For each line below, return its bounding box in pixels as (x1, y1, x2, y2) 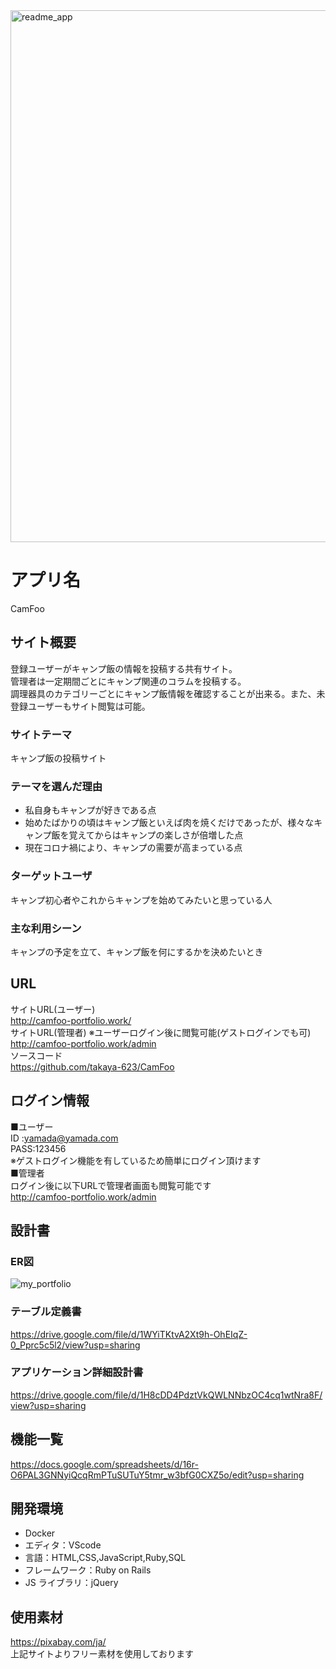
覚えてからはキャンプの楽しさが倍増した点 (68, 829, 244, 841)
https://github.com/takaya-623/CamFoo (10, 1060, 175, 1073)
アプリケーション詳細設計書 (10, 1365, 144, 1379)
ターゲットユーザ (10, 869, 93, 883)
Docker (24, 1527, 56, 1539)
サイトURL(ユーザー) (10, 1003, 96, 1015)
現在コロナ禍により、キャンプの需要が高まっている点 (24, 842, 243, 854)
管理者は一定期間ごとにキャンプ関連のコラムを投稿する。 (10, 675, 247, 687)
